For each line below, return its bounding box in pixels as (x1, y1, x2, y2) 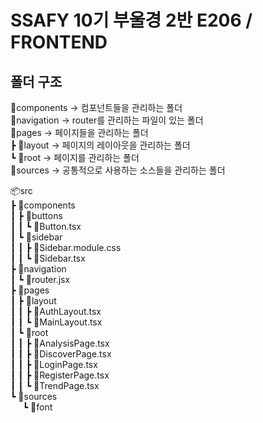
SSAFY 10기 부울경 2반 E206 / (10, 9, 253, 32)
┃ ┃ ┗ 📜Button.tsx (10, 221, 82, 232)
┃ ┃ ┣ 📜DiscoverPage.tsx (10, 348, 112, 360)
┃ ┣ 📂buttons (10, 210, 63, 221)
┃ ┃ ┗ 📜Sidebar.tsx (10, 252, 86, 264)
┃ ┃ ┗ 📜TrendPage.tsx (10, 380, 100, 391)
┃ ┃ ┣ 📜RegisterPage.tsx (10, 369, 110, 381)
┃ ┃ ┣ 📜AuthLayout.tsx (10, 306, 102, 317)
